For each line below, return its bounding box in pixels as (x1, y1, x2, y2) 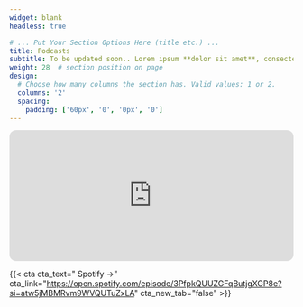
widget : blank (9, 13, 63, 23)
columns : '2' (17, 88, 67, 98)
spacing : (17, 97, 50, 106)
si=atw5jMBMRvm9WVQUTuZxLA (9, 288, 135, 299)
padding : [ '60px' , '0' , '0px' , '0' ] (25, 105, 164, 114)
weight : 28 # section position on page (9, 63, 164, 72)
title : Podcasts (9, 46, 70, 55)
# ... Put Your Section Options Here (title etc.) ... (9, 38, 220, 47)
